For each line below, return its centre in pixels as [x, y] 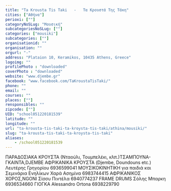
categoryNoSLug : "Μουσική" [34, 24]
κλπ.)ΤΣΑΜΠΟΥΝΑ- [130, 157]
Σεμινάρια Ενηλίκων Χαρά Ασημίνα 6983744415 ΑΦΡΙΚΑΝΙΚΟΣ [73, 173]
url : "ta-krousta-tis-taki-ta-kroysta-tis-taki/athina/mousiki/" [76, 128]
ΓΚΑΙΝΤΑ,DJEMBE [25, 162]
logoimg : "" [18, 62]
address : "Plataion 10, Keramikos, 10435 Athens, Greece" [68, 57]
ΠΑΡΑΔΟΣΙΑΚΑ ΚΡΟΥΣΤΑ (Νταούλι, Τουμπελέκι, [57, 157]
